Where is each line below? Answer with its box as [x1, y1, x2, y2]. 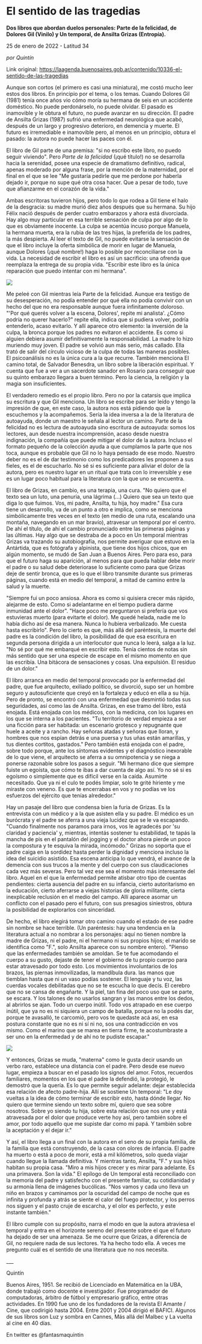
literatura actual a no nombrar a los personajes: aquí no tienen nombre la [6, 930, 186, 938]
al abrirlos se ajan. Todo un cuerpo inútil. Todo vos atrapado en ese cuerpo [6, 1001, 192, 1008]
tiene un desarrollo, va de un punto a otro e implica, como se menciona [6, 505, 183, 513]
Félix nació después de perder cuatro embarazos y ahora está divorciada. [6, 209, 189, 216]
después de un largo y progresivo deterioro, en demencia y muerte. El [6, 122, 180, 129]
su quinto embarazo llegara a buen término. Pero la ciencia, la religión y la [6, 373, 189, 380]
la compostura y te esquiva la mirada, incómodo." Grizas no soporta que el [6, 842, 191, 849]
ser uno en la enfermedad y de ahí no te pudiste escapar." [6, 1033, 150, 1040]
